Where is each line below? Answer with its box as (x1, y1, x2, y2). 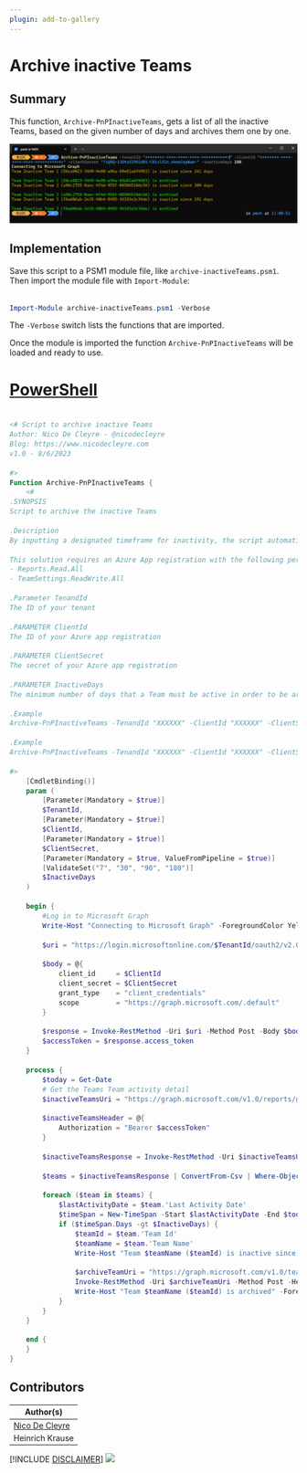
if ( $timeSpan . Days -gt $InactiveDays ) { (58, 1219, 219, 1228)
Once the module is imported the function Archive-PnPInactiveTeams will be (9, 338, 294, 349)
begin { (26, 902, 55, 911)
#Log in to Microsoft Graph (42, 911, 149, 921)
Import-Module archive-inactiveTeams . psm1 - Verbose (9, 303, 210, 312)
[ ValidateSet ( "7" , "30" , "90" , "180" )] (42, 863, 195, 872)
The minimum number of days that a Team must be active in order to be (9, 689, 288, 699)
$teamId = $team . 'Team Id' (74, 1229, 178, 1238)
